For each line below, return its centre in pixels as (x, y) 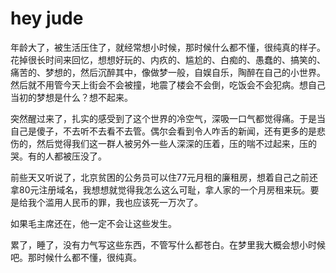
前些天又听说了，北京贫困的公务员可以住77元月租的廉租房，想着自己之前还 (164, 177)
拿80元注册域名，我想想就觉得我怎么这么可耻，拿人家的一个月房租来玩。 (160, 189)
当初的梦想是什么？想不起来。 (71, 97)
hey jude (47, 18)
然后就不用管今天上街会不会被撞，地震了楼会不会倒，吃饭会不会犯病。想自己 (168, 84)
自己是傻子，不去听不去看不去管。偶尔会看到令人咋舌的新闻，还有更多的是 (163, 131)
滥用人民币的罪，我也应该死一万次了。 (123, 202)
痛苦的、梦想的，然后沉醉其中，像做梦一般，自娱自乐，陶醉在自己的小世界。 (168, 72)
